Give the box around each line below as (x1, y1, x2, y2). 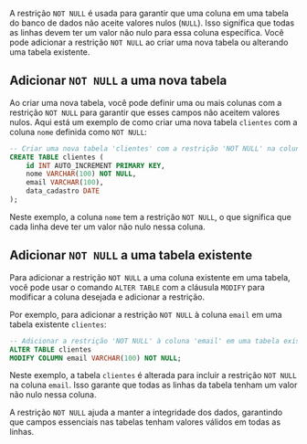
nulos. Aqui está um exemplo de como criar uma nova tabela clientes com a (9, 116, 298, 127)
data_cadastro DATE (26, 186, 101, 196)
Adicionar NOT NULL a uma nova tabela (9, 73, 228, 89)
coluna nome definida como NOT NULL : (9, 126, 148, 137)
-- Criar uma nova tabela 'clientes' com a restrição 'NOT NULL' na (9, 143, 276, 153)
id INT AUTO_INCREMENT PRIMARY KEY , (26, 161, 166, 170)
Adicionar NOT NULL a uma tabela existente (9, 248, 253, 263)
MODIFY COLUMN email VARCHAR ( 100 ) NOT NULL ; (9, 354, 182, 363)
